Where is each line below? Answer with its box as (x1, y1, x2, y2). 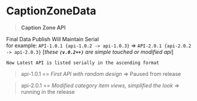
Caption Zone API (20, 24, 66, 31)
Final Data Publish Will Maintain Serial (6, 35, 99, 42)
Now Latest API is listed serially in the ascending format (6, 60, 160, 66)
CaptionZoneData (6, 4, 97, 18)
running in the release (20, 88, 75, 95)
